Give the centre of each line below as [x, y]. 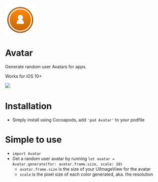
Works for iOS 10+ [24, 76]
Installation [29, 106]
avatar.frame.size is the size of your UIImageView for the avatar [85, 169]
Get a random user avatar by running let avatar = [63, 158]
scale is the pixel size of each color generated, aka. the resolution [86, 174]
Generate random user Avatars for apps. [46, 66]
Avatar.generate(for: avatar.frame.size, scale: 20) [67, 164]
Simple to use [33, 140]
